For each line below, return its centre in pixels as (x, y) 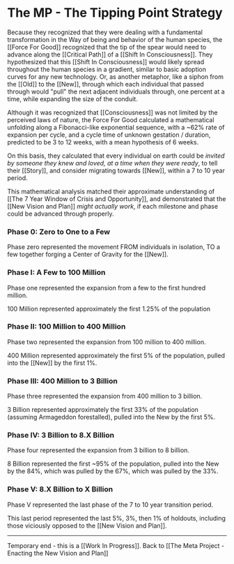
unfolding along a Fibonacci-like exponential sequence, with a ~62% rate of (116, 127)
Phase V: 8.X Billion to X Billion (60, 489)
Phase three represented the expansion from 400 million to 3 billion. (105, 396)
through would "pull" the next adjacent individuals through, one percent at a (116, 91)
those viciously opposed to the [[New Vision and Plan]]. (87, 526)
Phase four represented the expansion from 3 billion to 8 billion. (99, 450)
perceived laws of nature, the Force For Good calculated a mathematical (111, 119)
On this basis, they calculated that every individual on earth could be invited (116, 156)
